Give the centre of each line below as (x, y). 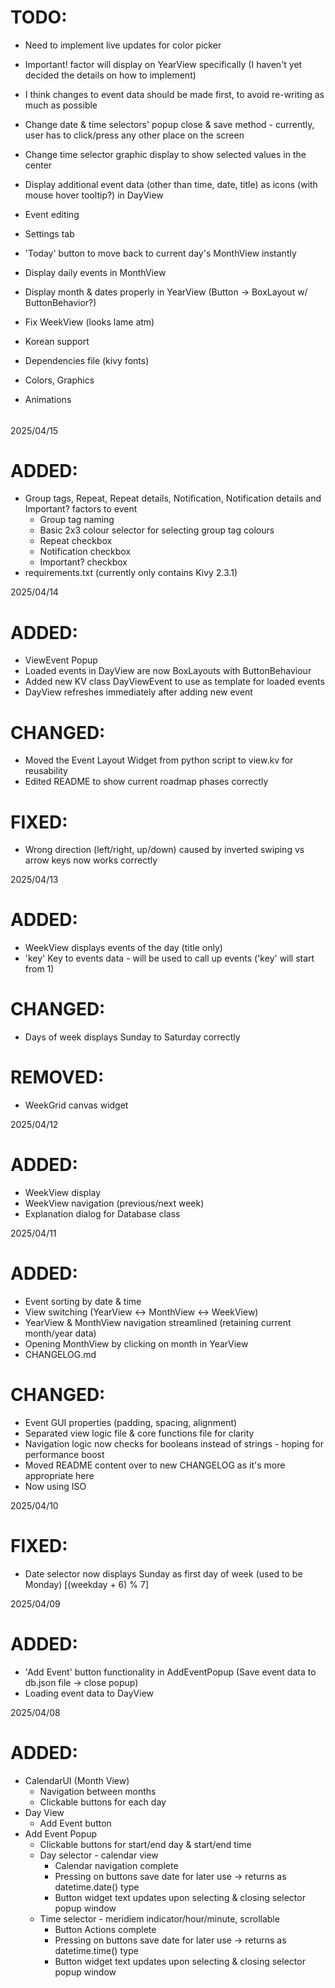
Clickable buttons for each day (103, 1802)
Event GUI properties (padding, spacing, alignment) (131, 1422)
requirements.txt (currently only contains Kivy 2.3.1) (131, 573)
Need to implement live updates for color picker (123, 45)
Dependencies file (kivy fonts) (87, 360)
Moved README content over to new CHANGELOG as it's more (155, 1465)
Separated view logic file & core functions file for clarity (139, 1433)
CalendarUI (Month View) (77, 1780)
